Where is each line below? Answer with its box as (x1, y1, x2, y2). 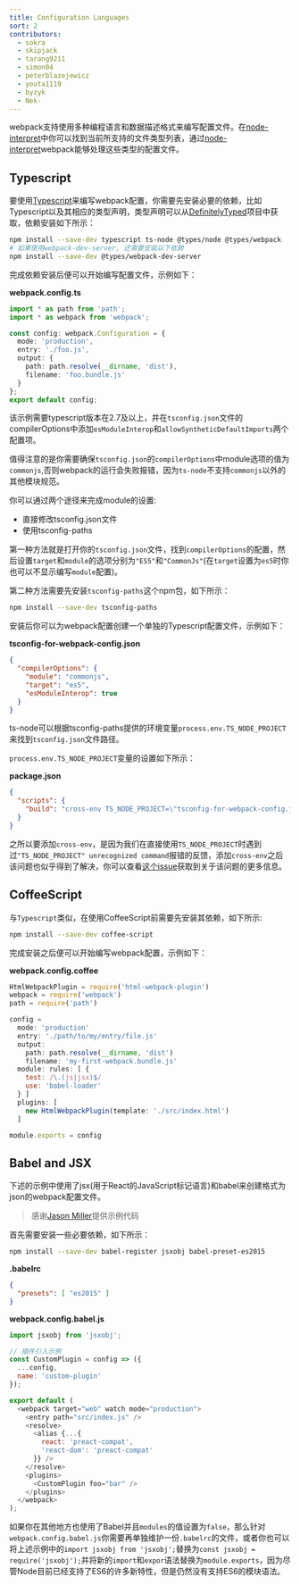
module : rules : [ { (17, 1064, 90, 1074)
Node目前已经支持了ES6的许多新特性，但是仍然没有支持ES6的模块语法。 (16, 1566, 286, 1577)
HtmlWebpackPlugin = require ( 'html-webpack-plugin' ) (9, 982, 210, 991)
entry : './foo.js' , (17, 346, 90, 355)
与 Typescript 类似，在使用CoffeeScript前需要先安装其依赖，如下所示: (9, 912, 262, 922)
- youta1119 (17, 79, 62, 88)
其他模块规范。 (9, 476, 64, 487)
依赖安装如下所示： (24, 218, 96, 229)
